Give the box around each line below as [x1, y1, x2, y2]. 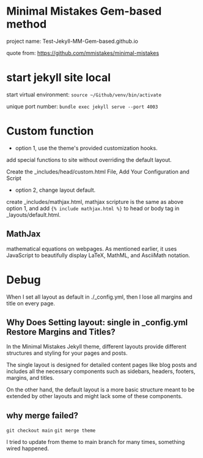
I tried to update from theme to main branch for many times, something [6, 438, 185, 446]
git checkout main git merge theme [6, 427, 96, 434]
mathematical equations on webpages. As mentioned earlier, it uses [6, 245, 177, 252]
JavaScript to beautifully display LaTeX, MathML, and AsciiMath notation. [6, 252, 191, 259]
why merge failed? [6, 410, 78, 421]
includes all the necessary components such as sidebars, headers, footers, [6, 368, 196, 375]
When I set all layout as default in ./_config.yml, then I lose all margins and [6, 293, 193, 300]
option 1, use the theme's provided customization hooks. [15, 144, 158, 151]
